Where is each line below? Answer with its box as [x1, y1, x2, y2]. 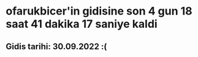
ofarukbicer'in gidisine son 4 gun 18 [6, 4, 192, 18]
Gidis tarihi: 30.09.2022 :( [6, 41, 107, 52]
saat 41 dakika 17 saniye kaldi [6, 17, 158, 31]
